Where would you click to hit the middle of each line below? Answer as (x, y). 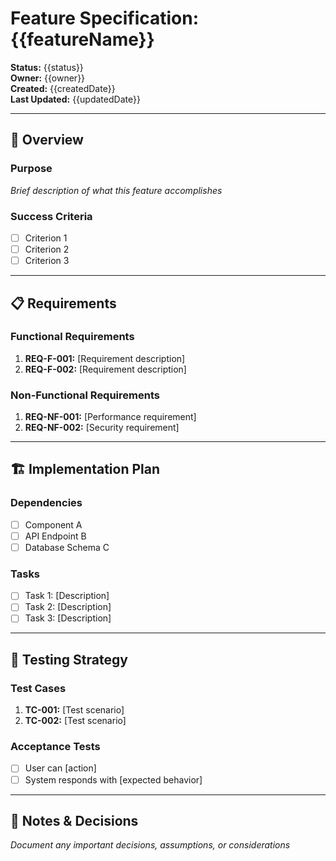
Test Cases (38, 688)
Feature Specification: (105, 18)
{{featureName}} (82, 39)
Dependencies (46, 503)
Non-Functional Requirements (85, 395)
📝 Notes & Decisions (74, 820)
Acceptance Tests (55, 747)
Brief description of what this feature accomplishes (116, 190)
